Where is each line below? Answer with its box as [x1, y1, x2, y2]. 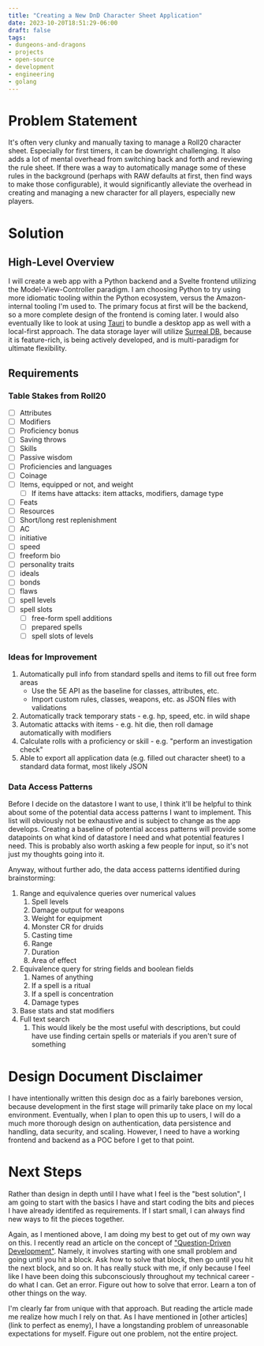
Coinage [19, 471, 47, 480]
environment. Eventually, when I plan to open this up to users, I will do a [8, 1111, 241, 1120]
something [31, 1040, 66, 1049]
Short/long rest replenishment [19, 515, 117, 524]
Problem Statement [8, 111, 138, 130]
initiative [19, 533, 47, 542]
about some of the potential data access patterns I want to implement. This [8, 807, 252, 818]
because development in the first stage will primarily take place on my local [8, 1102, 253, 1111]
